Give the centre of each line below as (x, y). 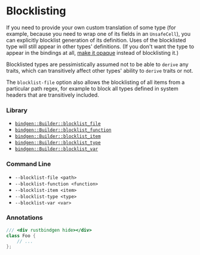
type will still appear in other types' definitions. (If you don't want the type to (100, 46)
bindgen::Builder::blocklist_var (56, 149)
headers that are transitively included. (53, 95)
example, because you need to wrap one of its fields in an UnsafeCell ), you (99, 33)
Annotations (24, 217)
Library (17, 110)
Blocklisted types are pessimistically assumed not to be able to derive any (98, 64)
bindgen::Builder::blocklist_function (63, 130)
